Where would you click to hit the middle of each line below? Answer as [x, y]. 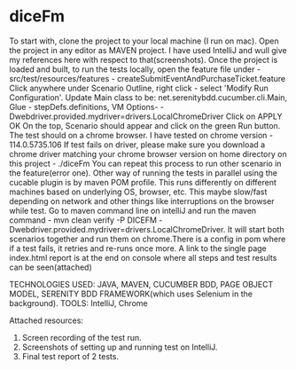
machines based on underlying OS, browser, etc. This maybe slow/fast [138, 192]
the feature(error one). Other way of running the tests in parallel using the [143, 173]
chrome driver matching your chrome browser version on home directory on [148, 154]
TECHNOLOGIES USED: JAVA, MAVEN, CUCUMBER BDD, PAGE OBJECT [141, 284]
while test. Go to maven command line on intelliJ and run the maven [133, 210]
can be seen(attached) [51, 267]
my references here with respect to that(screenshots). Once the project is [144, 59]
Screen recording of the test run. [82, 337]
